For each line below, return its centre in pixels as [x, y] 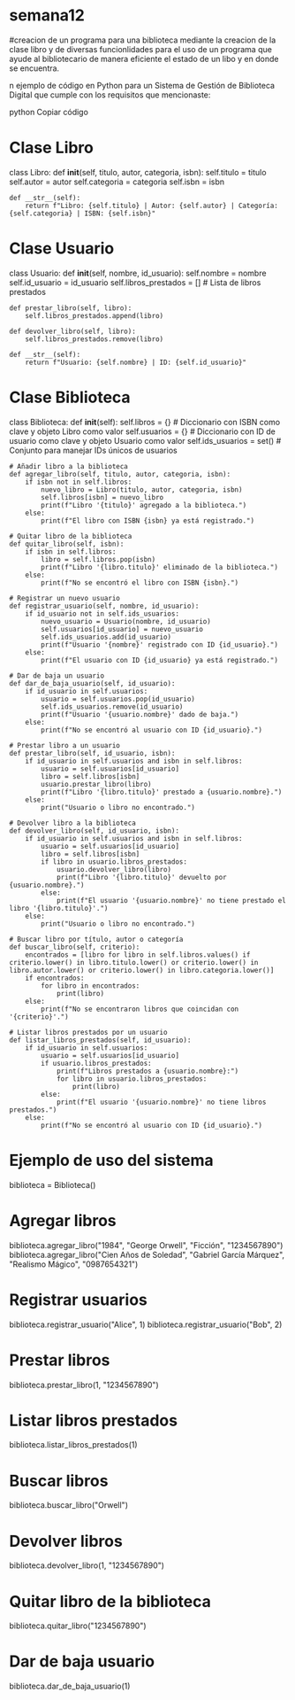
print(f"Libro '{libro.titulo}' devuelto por [141, 877]
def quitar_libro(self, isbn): [67, 544]
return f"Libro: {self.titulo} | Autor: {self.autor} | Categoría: [151, 206]
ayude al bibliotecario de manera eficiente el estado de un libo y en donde [144, 58]
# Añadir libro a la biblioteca [68, 466]
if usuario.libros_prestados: [96, 1063]
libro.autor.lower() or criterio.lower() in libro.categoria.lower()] [142, 970]
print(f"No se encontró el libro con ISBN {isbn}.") [140, 582]
